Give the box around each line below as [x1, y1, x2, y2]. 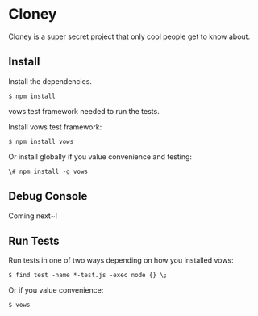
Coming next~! [8, 211, 58, 221]
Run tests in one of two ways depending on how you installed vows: [8, 255, 234, 265]
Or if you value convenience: [8, 285, 104, 295]
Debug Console [8, 189, 88, 203]
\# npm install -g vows [8, 167, 89, 175]
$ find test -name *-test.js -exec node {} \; [8, 272, 168, 280]
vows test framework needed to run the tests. [8, 106, 160, 116]
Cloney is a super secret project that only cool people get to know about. [8, 32, 251, 41]
